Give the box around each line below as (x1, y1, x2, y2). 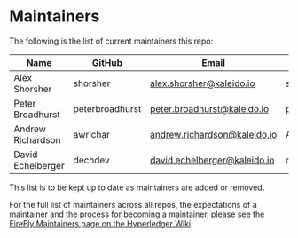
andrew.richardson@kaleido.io (149, 128, 278, 140)
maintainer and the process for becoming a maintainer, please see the (9, 209, 265, 219)
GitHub (91, 56, 122, 68)
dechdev (73, 154, 110, 166)
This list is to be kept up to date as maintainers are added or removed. (9, 182, 265, 193)
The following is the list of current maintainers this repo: (9, 36, 214, 46)
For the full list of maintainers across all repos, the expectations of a (9, 199, 257, 210)
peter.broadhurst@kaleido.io (149, 102, 269, 115)
